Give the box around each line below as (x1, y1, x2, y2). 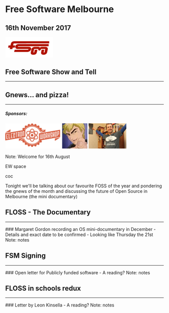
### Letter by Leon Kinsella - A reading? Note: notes (5, 302, 115, 308)
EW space (5, 164, 27, 169)
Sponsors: (5, 110, 28, 116)
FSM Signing (5, 252, 46, 260)
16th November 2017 (5, 24, 71, 32)
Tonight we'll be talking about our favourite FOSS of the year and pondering (5, 183, 162, 189)
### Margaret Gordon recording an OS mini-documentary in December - (5, 226, 156, 232)
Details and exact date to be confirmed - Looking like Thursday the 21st (5, 231, 153, 238)
